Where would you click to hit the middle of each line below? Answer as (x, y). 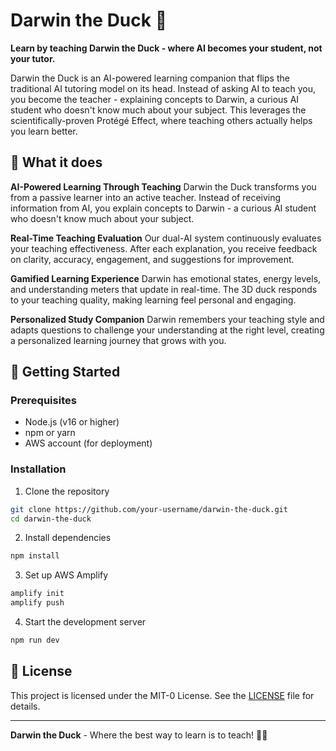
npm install (35, 556)
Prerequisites (43, 401)
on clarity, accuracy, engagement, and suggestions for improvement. (152, 259)
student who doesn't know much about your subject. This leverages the (158, 110)
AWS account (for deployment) (88, 443)
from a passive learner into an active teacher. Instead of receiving (146, 197)
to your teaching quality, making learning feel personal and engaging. (153, 300)
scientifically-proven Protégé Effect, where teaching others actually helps (161, 120)
